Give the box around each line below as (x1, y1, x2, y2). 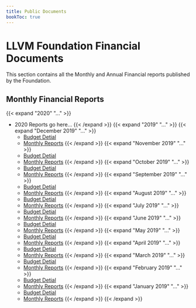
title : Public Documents (6, 8, 67, 15)
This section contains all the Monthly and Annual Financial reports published (6, 71, 190, 78)
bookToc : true (6, 14, 41, 20)
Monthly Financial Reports (6, 94, 104, 104)
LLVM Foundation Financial (6, 39, 140, 53)
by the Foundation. (6, 77, 51, 84)
